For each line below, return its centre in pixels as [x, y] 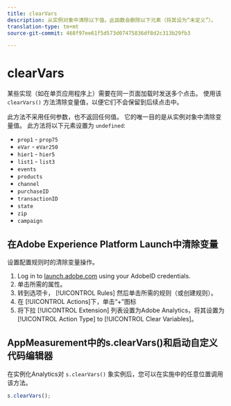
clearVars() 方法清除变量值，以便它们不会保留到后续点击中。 [95, 102]
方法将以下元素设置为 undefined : [79, 126]
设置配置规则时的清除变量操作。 [53, 262]
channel [28, 185]
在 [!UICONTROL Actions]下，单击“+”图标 [77, 302]
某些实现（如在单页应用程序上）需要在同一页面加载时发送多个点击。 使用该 [114, 94]
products [30, 177]
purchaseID [33, 192]
